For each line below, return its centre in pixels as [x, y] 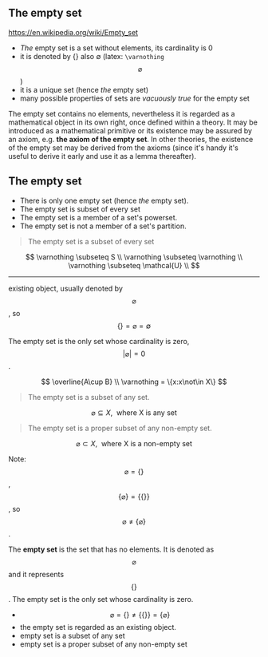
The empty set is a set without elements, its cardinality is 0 [116, 48]
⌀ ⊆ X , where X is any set [134, 412]
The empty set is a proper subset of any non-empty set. [120, 428]
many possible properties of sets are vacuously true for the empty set [134, 98]
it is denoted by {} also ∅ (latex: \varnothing [92, 56]
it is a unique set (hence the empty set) [84, 89]
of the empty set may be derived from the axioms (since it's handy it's [124, 148]
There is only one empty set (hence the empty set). [104, 200]
